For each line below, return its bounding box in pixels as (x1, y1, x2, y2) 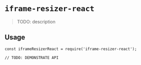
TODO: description (16, 18, 56, 24)
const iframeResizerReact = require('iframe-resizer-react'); (4, 46, 137, 51)
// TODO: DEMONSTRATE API (4, 55, 58, 60)
